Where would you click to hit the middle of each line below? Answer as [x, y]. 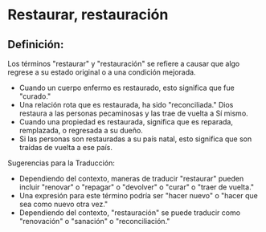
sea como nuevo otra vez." [63, 204]
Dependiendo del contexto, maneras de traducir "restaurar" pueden [131, 179]
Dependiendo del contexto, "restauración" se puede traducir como [130, 213]
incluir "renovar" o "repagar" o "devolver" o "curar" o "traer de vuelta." [137, 187]
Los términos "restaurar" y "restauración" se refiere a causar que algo [124, 63]
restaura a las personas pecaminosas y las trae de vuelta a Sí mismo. [133, 113]
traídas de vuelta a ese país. [66, 147]
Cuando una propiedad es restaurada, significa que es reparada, [126, 122]
